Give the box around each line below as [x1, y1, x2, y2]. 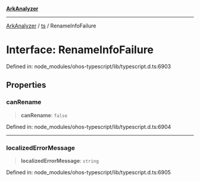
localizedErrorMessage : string [20, 157, 99, 164]
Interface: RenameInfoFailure [6, 43, 154, 57]
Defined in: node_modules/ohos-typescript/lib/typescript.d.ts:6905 [6, 168, 171, 175]
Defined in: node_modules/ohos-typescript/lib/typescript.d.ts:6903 [6, 63, 171, 70]
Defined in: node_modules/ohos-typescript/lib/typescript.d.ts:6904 [6, 123, 171, 130]
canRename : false [20, 112, 68, 119]
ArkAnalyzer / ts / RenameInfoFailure [6, 22, 96, 29]
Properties [6, 80, 46, 90]
